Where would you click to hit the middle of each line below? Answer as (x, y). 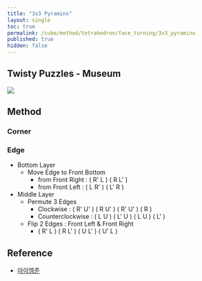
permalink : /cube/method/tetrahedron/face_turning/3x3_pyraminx (101, 33)
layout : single (29, 20)
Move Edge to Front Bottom (66, 172)
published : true (30, 39)
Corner (19, 132)
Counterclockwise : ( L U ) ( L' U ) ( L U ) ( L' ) (101, 217)
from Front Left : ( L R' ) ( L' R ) (81, 187)
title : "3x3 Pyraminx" (40, 13)
